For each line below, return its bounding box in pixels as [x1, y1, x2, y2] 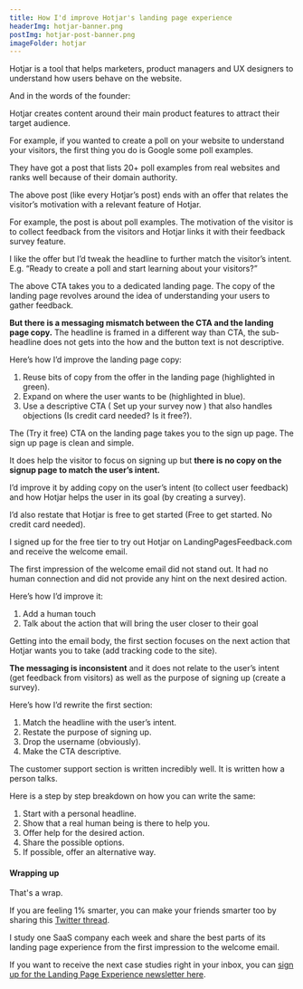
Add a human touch [22, 609, 97, 619]
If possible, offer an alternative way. [22, 847, 156, 858]
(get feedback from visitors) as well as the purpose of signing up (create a [9, 672, 287, 684]
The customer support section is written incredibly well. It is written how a [9, 763, 285, 774]
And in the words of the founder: [9, 91, 131, 101]
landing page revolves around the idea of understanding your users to [9, 291, 270, 302]
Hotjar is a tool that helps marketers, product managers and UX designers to [9, 63, 294, 74]
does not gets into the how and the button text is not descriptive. [43, 337, 285, 348]
